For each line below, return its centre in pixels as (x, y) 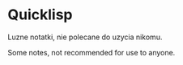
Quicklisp (40, 15)
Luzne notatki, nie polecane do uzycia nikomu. (85, 37)
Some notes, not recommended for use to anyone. (91, 52)
